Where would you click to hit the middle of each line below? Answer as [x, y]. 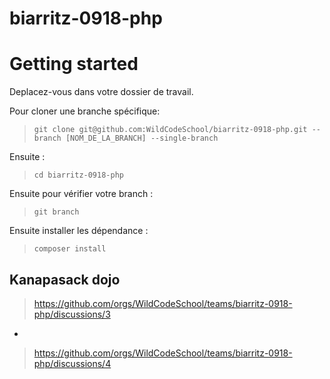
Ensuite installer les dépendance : [79, 231]
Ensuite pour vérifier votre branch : [81, 194]
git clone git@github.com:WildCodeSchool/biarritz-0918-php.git [170, 130]
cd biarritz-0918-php [78, 175]
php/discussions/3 [72, 314]
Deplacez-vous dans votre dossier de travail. [101, 92]
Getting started [74, 64]
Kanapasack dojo [65, 279]
